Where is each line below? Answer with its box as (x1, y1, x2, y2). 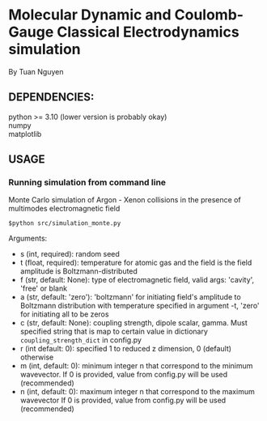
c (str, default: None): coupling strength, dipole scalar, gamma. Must (19, 318, 248, 328)
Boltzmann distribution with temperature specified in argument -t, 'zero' (19, 301, 261, 311)
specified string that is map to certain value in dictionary (19, 326, 209, 337)
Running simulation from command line (8, 176, 167, 188)
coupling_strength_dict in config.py (19, 335, 142, 345)
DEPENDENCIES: (8, 91, 95, 104)
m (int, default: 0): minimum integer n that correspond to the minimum (19, 361, 253, 371)
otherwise (19, 352, 54, 362)
